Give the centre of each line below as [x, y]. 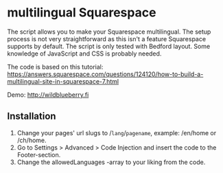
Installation [32, 116]
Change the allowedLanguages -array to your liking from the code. [111, 162]
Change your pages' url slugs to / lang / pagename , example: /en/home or [117, 132]
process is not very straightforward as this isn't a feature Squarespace [107, 38]
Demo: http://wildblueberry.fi [48, 95]
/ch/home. [32, 140]
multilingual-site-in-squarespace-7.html [63, 81]
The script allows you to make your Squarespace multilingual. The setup [109, 32]
